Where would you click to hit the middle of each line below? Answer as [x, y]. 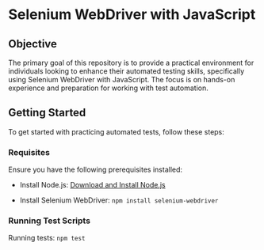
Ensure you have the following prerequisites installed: [96, 170]
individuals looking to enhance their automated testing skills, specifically [126, 71]
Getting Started [47, 113]
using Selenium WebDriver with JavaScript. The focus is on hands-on [122, 80]
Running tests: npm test [47, 238]
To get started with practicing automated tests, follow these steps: [116, 131]
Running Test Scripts [50, 221]
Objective [33, 44]
